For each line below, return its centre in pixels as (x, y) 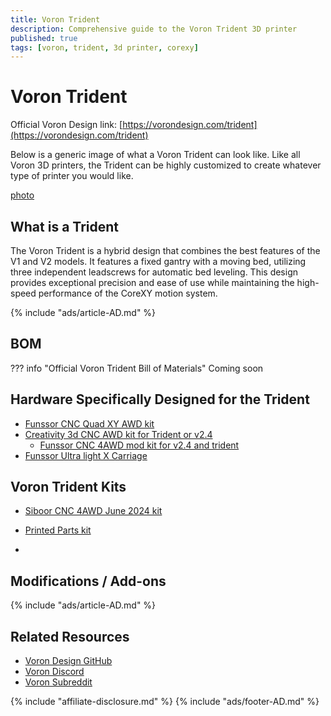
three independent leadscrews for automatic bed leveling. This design (154, 272)
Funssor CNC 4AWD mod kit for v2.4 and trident (139, 445)
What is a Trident (64, 226)
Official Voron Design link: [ (66, 125)
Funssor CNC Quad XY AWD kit (89, 423)
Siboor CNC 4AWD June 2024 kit (93, 511)
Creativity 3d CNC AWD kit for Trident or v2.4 (118, 434)
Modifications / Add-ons (88, 581)
